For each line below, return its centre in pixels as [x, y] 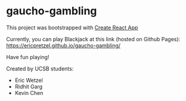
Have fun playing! [28, 57]
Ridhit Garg [29, 86]
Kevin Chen [29, 93]
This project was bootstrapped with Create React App [72, 27]
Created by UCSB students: [40, 68]
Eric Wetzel [29, 80]
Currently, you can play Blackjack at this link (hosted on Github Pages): [93, 39]
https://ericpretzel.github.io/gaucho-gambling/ [63, 45]
